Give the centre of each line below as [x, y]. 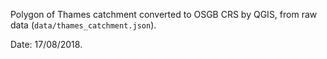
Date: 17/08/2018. [46, 44]
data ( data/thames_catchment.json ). [83, 25]
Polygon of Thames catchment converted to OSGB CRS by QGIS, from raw [164, 14]
